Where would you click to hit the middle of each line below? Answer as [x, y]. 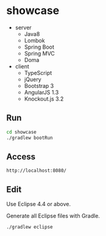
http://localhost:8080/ [37, 171]
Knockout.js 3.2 [44, 99]
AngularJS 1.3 [41, 92]
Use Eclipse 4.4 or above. [39, 204]
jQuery [33, 79]
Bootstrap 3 [39, 85]
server [23, 27]
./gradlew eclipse [30, 227]
